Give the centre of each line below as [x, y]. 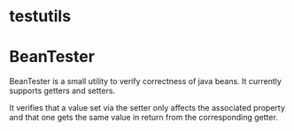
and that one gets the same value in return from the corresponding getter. [144, 118]
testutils [40, 16]
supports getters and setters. [62, 91]
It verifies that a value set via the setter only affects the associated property [147, 108]
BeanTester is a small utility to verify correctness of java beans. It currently [145, 81]
